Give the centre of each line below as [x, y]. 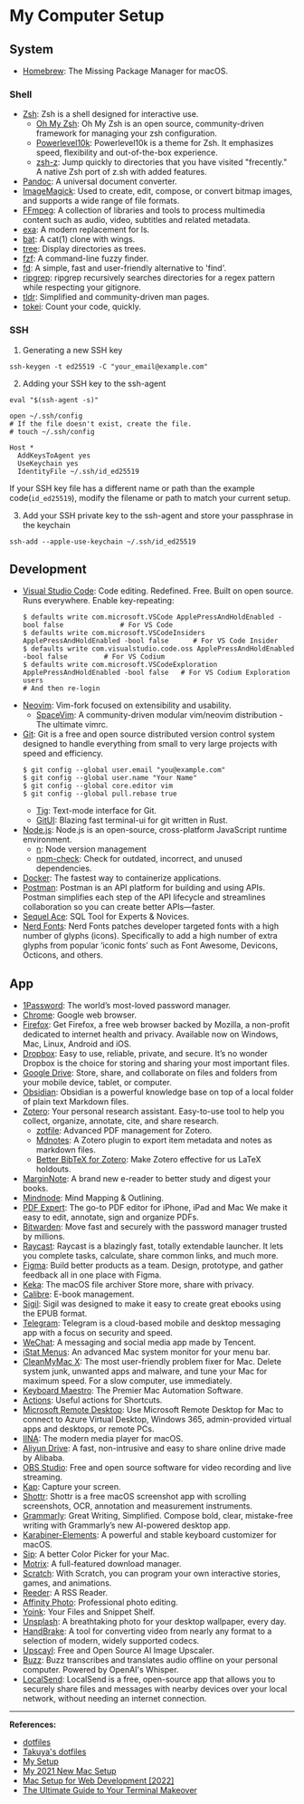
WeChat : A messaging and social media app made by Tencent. [139, 1343]
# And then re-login [61, 689]
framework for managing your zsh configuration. [126, 133]
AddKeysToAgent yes [54, 455]
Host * [22, 448]
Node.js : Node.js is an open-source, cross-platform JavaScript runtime [155, 830]
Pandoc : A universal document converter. [100, 181]
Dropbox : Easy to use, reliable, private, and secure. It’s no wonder [145, 1054]
